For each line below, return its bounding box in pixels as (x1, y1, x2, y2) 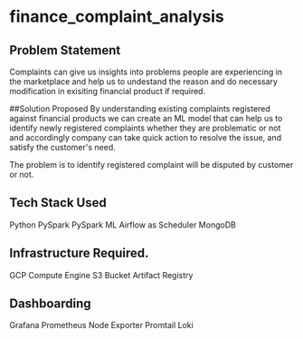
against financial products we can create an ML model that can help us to (9, 113, 283, 123)
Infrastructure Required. (9, 246, 149, 261)
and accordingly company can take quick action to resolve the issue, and (9, 132, 282, 142)
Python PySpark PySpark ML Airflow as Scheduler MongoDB (9, 219, 237, 230)
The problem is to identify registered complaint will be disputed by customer (9, 160, 294, 169)
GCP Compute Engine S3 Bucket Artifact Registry (9, 269, 194, 280)
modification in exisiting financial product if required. (9, 86, 206, 96)
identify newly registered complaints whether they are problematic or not (9, 122, 281, 133)
